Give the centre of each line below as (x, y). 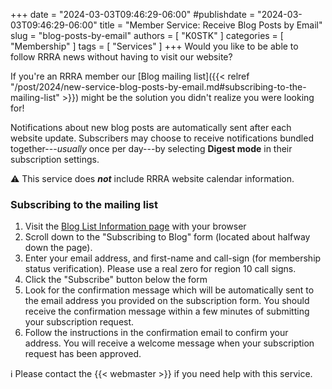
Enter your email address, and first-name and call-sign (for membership (173, 258)
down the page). (58, 248)
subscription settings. (55, 159)
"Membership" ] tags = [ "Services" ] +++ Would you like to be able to (154, 46)
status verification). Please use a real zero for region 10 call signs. (160, 269)
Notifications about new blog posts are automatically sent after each (151, 127)
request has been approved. (83, 354)
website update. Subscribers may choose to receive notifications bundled (162, 138)
